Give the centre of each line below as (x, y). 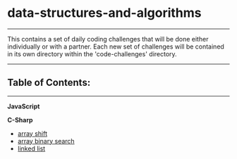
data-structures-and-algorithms (105, 13)
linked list (31, 148)
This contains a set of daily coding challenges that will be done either (108, 39)
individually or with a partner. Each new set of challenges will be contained (116, 46)
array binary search (46, 141)
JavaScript (24, 106)
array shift (32, 133)
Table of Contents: (49, 83)
